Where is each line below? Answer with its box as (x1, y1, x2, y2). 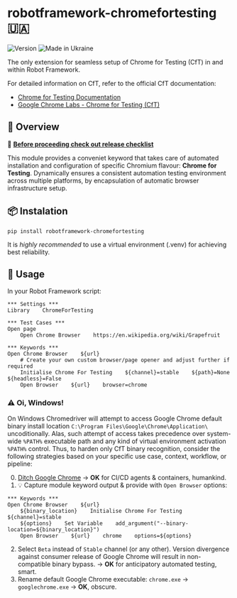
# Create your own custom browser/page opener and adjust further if (20, 357, 231, 364)
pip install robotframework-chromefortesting (7, 227, 144, 235)
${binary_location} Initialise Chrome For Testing (20, 507, 182, 514)
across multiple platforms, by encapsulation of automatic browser (7, 176, 199, 185)
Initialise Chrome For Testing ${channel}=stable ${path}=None (20, 369, 231, 376)
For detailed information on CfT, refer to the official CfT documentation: (7, 79, 216, 87)
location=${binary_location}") (7, 526, 100, 533)
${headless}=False (7, 375, 62, 383)
